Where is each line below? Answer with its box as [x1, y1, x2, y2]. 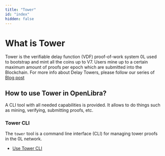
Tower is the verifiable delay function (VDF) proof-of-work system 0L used [5, 54, 157, 60]
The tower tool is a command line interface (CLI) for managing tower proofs [5, 131, 158, 137]
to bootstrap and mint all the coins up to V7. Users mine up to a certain [5, 59, 148, 65]
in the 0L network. [5, 136, 42, 142]
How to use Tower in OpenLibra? [5, 89, 107, 97]
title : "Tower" [5, 7, 36, 12]
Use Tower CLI [12, 146, 43, 152]
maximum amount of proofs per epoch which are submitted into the [5, 64, 142, 70]
